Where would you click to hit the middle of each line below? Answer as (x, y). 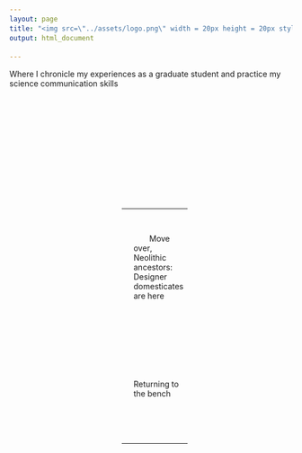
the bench (152, 394)
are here (149, 296)
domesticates (159, 286)
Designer (151, 277)
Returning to (156, 384)
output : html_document (52, 38)
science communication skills (64, 84)
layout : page (34, 19)
